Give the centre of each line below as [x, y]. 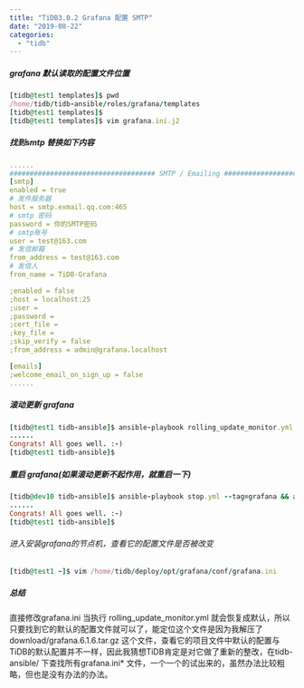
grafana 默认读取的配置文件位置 [70, 73]
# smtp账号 [28, 232]
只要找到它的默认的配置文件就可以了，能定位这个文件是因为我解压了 [136, 629]
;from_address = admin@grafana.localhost [89, 350]
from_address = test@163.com [64, 258]
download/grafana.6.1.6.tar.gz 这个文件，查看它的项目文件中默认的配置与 [145, 640]
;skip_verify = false [50, 342]
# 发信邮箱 [27, 249]
